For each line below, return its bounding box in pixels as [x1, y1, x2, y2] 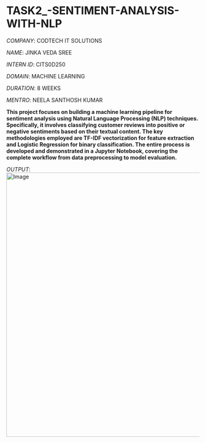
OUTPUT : [6, 165, 31, 173]
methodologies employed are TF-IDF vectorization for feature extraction [6, 134, 194, 142]
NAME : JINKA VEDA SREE [6, 48, 72, 56]
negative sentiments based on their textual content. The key [6, 127, 164, 135]
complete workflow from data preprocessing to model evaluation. [6, 154, 177, 161]
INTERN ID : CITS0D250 [6, 61, 66, 68]
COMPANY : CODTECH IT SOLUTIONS [6, 37, 102, 44]
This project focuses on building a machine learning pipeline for [6, 108, 173, 115]
